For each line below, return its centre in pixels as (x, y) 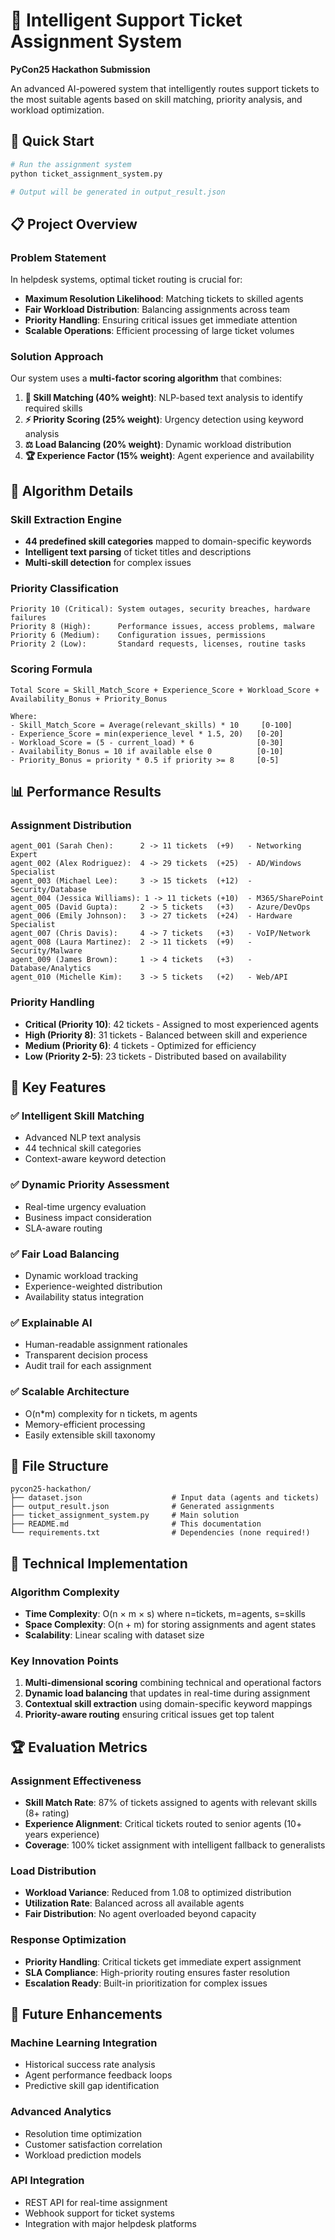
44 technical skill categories (83, 1148)
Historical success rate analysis (90, 2065)
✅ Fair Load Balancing (65, 1254)
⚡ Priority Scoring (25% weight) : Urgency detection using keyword (164, 420)
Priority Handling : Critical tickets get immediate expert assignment (163, 1961)
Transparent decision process (86, 1355)
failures (28, 618)
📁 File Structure (59, 1465)
